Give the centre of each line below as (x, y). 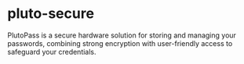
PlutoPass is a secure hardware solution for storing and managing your (122, 35)
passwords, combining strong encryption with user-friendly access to (120, 43)
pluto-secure (51, 14)
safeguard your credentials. (52, 52)
